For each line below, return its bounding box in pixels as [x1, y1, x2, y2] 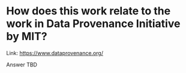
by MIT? [6, 30, 47, 43]
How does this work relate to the [6, 4, 171, 18]
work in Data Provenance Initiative [6, 17, 181, 31]
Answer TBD [6, 61, 38, 68]
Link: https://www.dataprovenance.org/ [6, 49, 104, 56]
